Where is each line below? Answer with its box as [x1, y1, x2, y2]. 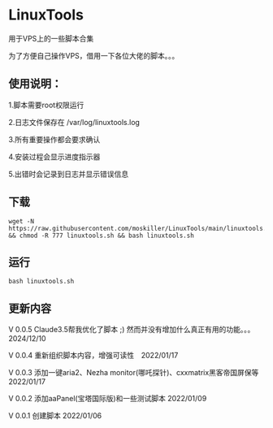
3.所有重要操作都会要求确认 [8, 134, 101, 144]
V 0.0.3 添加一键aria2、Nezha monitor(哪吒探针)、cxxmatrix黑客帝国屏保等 [8, 368, 259, 378]
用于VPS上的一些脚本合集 [8, 33, 94, 43]
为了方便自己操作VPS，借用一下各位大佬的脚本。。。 [8, 50, 180, 60]
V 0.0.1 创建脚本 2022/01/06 [8, 411, 102, 421]
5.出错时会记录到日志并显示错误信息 [8, 169, 128, 179]
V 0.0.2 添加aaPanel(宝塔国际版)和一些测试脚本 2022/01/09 [8, 394, 207, 404]
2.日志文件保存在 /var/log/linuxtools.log [8, 117, 141, 127]
